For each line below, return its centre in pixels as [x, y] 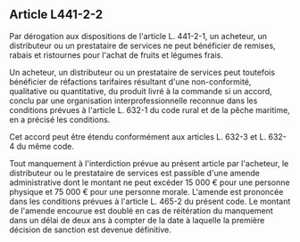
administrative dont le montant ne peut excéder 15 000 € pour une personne [150, 182]
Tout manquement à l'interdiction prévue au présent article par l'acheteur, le [149, 163]
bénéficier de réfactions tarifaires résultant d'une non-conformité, [130, 81]
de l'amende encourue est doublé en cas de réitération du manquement [142, 210]
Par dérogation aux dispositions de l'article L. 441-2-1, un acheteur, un [138, 36]
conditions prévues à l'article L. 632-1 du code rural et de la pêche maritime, [150, 109]
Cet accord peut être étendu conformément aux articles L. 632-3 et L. [138, 136]
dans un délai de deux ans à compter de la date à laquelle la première [137, 220]
